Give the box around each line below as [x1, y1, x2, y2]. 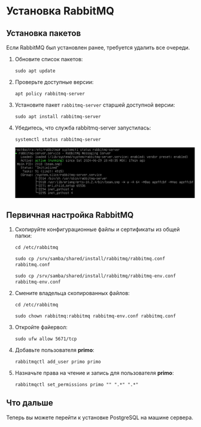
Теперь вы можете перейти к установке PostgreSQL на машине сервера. [6, 414, 193, 421]
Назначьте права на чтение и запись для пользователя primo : [14, 369, 174, 377]
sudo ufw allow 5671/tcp [14, 336, 77, 342]
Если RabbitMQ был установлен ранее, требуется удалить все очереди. [6, 44, 190, 51]
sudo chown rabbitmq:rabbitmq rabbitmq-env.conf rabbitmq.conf [14, 313, 176, 319]
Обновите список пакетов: [14, 56, 83, 62]
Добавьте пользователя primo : [14, 347, 95, 354]
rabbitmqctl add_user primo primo [14, 359, 101, 365]
